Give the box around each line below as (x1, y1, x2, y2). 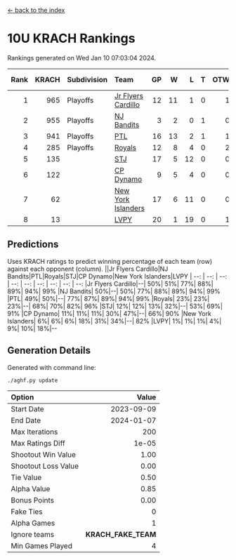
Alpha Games (11, 518, 55, 528)
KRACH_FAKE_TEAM (85, 529, 157, 539)
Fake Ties (11, 507, 44, 516)
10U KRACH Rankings (7, 31, 136, 46)
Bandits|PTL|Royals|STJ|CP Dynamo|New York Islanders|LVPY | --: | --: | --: (7, 272, 228, 280)
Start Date (11, 404, 44, 413)
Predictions (7, 239, 59, 251)
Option (11, 392, 34, 402)
